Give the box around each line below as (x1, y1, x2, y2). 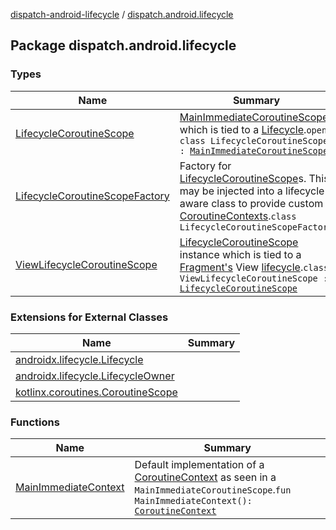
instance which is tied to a (179, 247, 302, 261)
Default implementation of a (134, 458, 265, 472)
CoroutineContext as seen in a (134, 470, 277, 484)
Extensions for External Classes (10, 310, 169, 324)
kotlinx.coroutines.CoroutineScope (15, 385, 178, 399)
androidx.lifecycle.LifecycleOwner (15, 369, 175, 383)
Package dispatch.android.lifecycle (10, 37, 237, 54)
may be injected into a (179, 184, 283, 198)
